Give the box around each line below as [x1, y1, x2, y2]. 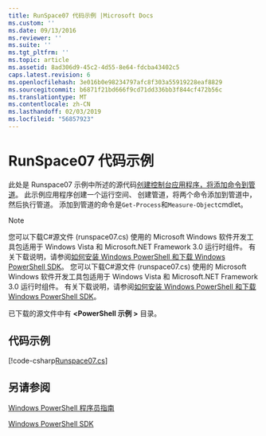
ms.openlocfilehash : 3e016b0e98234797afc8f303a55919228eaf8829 [8, 78, 223, 86]
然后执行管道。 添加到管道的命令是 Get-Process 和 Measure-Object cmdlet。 [8, 200, 248, 209]
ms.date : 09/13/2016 [8, 26, 77, 34]
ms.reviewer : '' [8, 33, 62, 42]
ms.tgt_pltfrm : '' [8, 49, 69, 56]
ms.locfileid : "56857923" [8, 115, 94, 123]
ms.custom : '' [8, 19, 56, 27]
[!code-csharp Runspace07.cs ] [8, 356, 108, 365]
